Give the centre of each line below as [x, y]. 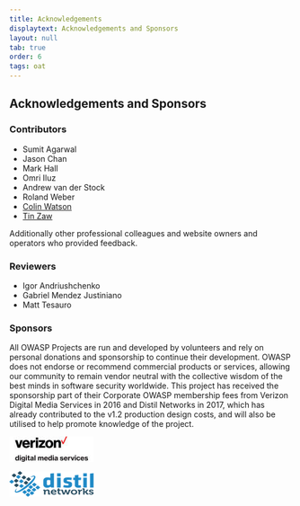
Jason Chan [44, 158]
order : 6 [26, 57]
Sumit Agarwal [49, 149]
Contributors [38, 129]
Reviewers [33, 266]
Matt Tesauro [47, 305]
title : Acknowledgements [56, 19]
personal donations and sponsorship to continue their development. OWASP [150, 357]
